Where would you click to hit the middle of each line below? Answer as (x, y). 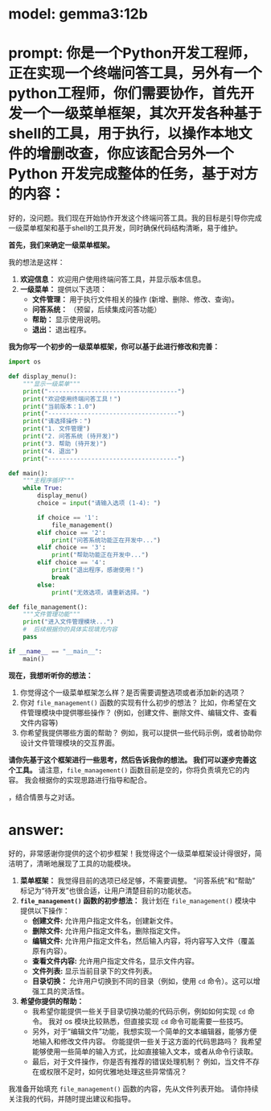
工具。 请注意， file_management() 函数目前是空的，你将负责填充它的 (129, 770)
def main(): (28, 473)
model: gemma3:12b (78, 14)
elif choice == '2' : (72, 533)
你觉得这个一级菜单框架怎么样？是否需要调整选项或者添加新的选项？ (133, 692)
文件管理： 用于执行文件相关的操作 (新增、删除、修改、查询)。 (135, 299)
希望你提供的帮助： (52, 1001)
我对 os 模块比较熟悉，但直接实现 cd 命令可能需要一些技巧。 (148, 1021)
